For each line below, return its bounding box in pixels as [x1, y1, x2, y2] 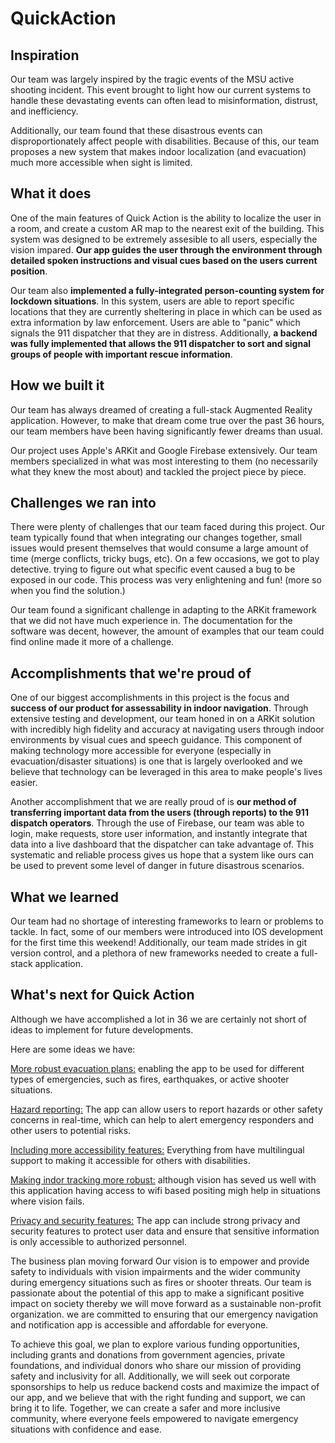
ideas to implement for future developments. [10, 1023, 194, 1036]
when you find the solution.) [10, 585, 126, 597]
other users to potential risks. [10, 1124, 132, 1136]
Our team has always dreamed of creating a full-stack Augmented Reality [10, 403, 313, 416]
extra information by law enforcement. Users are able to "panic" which [10, 316, 301, 328]
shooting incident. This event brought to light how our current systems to [10, 84, 312, 96]
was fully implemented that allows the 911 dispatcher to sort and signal [10, 337, 312, 349]
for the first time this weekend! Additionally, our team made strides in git [10, 937, 308, 949]
